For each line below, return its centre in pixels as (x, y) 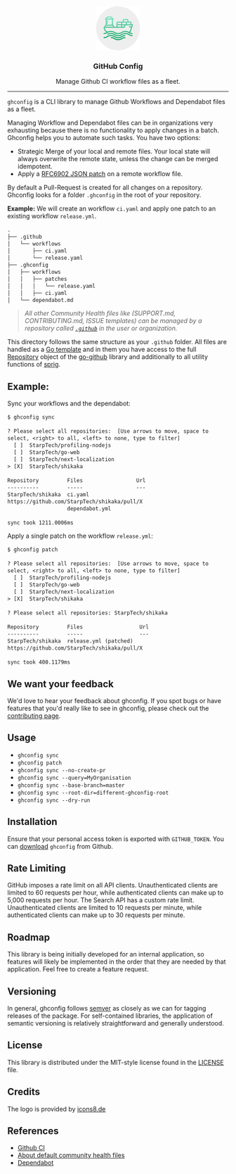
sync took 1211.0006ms (40, 523)
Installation (32, 822)
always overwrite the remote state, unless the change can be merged (118, 159)
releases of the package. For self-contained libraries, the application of (110, 1016)
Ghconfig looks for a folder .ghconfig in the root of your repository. (104, 195)
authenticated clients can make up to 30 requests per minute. (96, 915)
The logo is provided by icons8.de (57, 1109)
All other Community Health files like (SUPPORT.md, (100, 313)
